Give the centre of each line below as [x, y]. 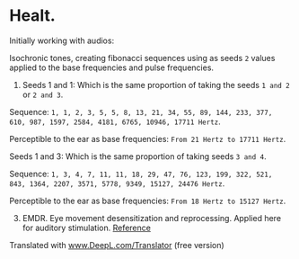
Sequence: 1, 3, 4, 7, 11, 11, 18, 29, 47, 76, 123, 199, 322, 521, [141, 174]
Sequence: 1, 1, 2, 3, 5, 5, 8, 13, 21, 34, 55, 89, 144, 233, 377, [141, 112]
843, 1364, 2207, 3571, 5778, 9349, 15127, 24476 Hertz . [117, 183]
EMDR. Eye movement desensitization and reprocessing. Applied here [151, 218]
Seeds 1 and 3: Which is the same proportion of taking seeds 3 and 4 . [138, 156]
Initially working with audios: [62, 40]
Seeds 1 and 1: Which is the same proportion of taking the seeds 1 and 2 [156, 85]
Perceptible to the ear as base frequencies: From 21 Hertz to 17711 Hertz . [148, 138]
